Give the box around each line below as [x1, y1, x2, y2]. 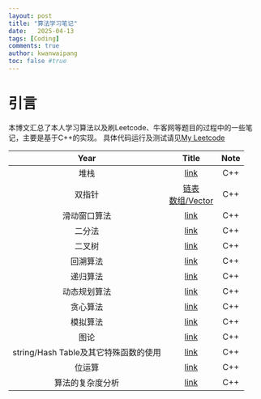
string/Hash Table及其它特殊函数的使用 [12, 346, 161, 358]
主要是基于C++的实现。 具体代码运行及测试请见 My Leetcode [22, 133, 225, 142]
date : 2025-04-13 [8, 27, 75, 35]
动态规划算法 [62, 286, 112, 297]
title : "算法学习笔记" [8, 19, 78, 28]
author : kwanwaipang [8, 49, 79, 57]
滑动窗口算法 [62, 210, 112, 221]
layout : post [8, 11, 53, 20]
